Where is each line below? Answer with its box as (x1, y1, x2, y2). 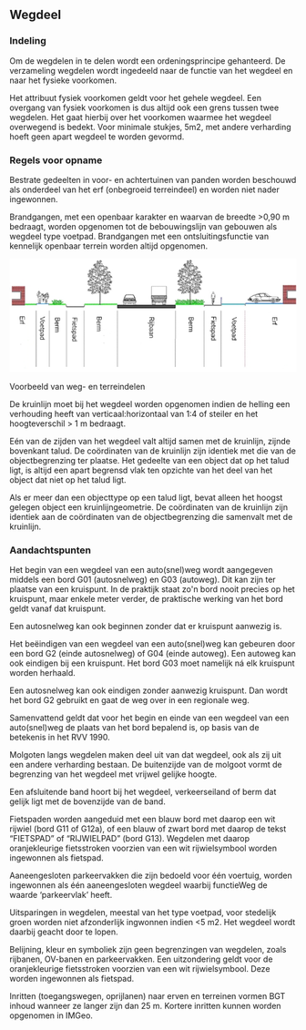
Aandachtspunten (9, 544, 91, 556)
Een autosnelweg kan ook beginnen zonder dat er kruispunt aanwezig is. (9, 621, 282, 631)
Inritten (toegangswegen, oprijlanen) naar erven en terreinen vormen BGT (9, 991, 286, 1001)
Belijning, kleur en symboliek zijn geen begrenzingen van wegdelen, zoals (9, 944, 287, 954)
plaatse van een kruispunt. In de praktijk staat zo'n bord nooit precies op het (9, 584, 296, 595)
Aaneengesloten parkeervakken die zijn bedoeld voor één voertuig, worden (9, 870, 293, 881)
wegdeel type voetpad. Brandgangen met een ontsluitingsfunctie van (9, 230, 270, 241)
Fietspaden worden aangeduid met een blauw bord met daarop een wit (9, 814, 276, 824)
